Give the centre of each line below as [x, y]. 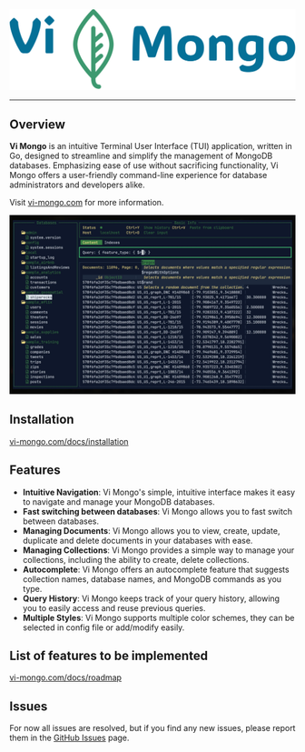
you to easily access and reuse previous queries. [114, 607]
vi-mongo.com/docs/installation [69, 441]
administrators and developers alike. [77, 185]
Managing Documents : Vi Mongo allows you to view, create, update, [151, 530]
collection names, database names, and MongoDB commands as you [152, 579]
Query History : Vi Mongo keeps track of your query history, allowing [151, 598]
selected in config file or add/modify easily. [103, 627]
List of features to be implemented [109, 656]
